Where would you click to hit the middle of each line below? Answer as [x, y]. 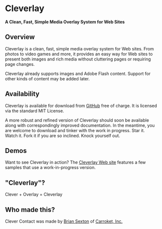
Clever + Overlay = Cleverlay [34, 195]
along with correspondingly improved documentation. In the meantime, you [80, 125]
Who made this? [30, 209]
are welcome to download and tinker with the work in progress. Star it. [75, 130]
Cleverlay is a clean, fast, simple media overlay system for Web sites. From [80, 48]
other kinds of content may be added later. [47, 78]
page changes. [20, 64]
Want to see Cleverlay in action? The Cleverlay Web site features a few [75, 162]
